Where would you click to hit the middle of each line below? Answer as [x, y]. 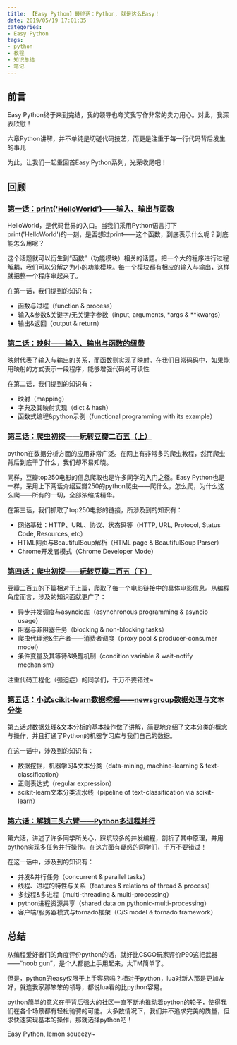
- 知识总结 [21, 60]
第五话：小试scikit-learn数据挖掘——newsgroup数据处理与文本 [116, 699]
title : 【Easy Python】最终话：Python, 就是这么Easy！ [84, 14]
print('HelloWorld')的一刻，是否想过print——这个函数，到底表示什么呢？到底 [118, 234]
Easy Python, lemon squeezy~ [51, 1034]
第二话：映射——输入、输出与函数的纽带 [76, 344]
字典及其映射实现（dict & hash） [65, 408]
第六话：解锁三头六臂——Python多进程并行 [81, 821]
